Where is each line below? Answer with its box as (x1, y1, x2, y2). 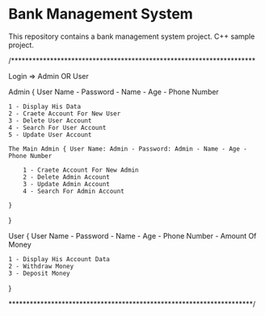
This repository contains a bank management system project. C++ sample (8, 31, 255, 41)
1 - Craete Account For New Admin (23, 166, 139, 174)
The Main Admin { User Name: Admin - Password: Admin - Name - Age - (8, 144, 248, 153)
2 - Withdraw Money (8, 262, 74, 270)
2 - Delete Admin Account (23, 173, 111, 181)
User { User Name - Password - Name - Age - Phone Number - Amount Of (8, 231, 257, 240)
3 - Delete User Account (8, 116, 92, 125)
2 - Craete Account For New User (8, 110, 121, 118)
